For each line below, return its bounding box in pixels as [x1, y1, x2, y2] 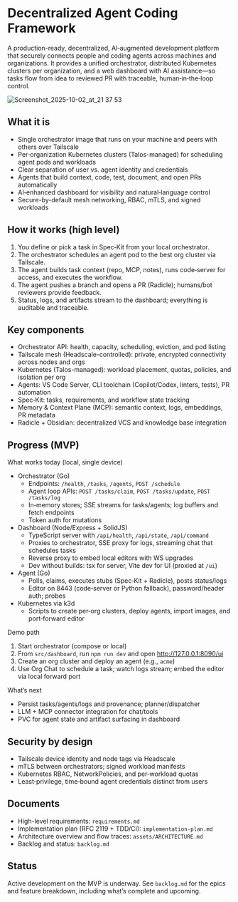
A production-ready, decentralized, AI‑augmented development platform [7, 43, 220, 52]
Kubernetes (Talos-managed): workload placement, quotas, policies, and [17, 366, 232, 374]
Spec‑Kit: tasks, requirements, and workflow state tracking [17, 395, 190, 404]
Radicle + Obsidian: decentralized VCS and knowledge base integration [17, 418, 227, 427]
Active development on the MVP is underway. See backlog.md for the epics [7, 878, 226, 888]
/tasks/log [28, 494, 61, 502]
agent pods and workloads [17, 157, 97, 166]
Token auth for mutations [28, 516, 102, 524]
